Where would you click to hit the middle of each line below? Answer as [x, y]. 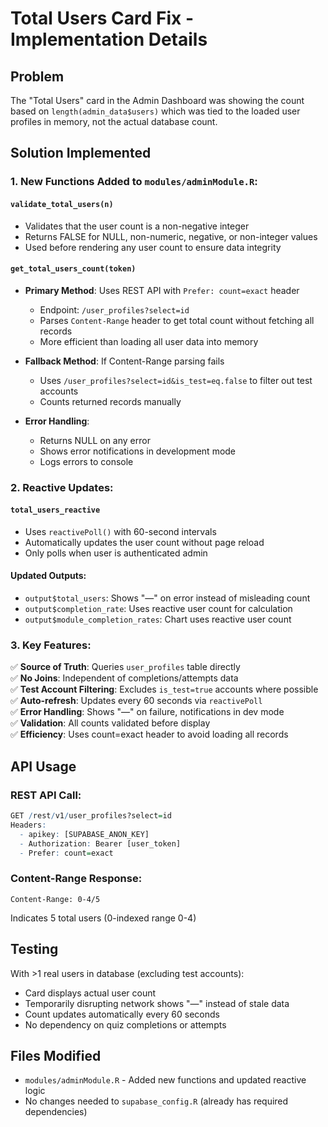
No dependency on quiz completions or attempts [125, 1024]
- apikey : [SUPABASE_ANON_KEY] [84, 834]
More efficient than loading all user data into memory [149, 341]
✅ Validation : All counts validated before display [110, 723]
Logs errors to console [86, 461]
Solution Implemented [81, 153]
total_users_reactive [55, 510]
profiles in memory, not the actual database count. [114, 121]
